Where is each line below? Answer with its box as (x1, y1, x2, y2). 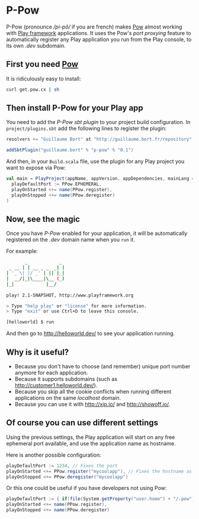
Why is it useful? (6, 347, 69, 357)
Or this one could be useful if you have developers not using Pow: (6, 485, 167, 492)
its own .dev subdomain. (6, 42, 66, 49)
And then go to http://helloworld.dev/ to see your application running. (6, 330, 175, 337)
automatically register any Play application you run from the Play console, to (6, 36, 192, 43)
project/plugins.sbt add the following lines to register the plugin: (6, 125, 167, 132)
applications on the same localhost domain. (14, 394, 121, 401)
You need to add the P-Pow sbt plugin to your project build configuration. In (6, 119, 191, 126)
